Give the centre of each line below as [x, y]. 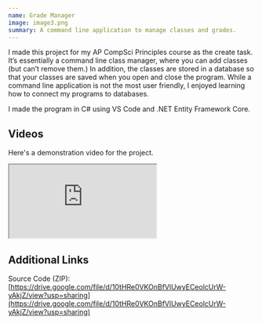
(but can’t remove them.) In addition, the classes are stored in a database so [131, 69]
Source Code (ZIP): [39, 278]
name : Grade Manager [42, 15]
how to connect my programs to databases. [78, 94]
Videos [26, 134]
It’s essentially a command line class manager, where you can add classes [128, 60]
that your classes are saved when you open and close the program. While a [130, 77]
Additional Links [49, 260]
